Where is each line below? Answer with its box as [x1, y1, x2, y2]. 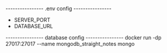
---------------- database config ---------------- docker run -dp [5, 34, 162, 41]
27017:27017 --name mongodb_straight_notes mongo [5, 41, 135, 47]
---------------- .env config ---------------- [5, 5, 112, 12]
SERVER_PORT [14, 16, 51, 23]
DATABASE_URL [14, 23, 54, 29]
